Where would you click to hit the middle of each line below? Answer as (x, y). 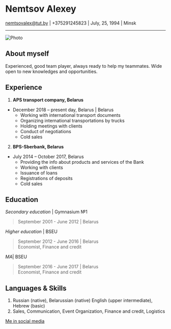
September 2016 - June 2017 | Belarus (58, 267)
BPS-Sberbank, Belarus (38, 146)
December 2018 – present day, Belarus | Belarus (63, 110)
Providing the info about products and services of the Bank (82, 162)
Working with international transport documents (70, 115)
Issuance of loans (39, 173)
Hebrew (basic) (29, 306)
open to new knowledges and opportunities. (51, 71)
